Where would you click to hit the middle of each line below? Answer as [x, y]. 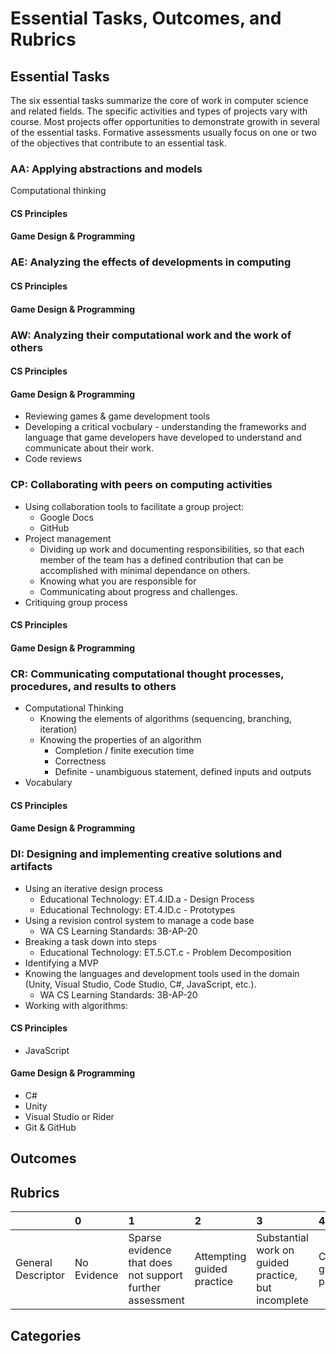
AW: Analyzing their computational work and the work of [151, 335]
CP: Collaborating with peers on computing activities [141, 485]
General [34, 1263]
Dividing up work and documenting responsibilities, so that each [172, 549]
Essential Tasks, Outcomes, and [146, 18]
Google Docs [66, 517]
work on [275, 1250]
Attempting [220, 1257]
